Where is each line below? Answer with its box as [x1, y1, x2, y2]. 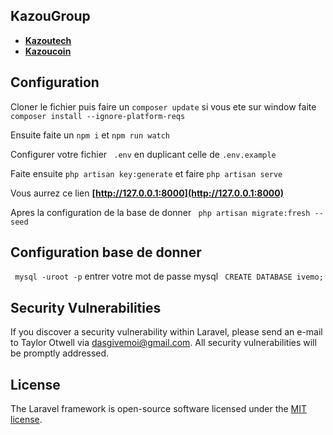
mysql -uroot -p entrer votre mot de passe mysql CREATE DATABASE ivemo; [14, 270, 324, 283]
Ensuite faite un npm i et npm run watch [10, 129, 171, 141]
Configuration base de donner [10, 244, 202, 261]
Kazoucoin [24, 45, 72, 57]
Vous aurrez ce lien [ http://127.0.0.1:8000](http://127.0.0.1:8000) [10, 187, 285, 199]
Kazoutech [24, 34, 72, 46]
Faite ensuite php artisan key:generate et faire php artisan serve [10, 167, 283, 179]
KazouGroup [10, 8, 91, 25]
